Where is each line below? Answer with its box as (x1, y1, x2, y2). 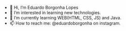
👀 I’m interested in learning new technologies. (9, 10, 101, 15)
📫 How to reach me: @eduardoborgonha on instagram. (9, 20, 121, 26)
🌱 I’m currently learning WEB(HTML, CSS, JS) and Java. (9, 15, 122, 20)
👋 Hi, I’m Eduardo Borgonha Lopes (9, 5, 79, 10)
